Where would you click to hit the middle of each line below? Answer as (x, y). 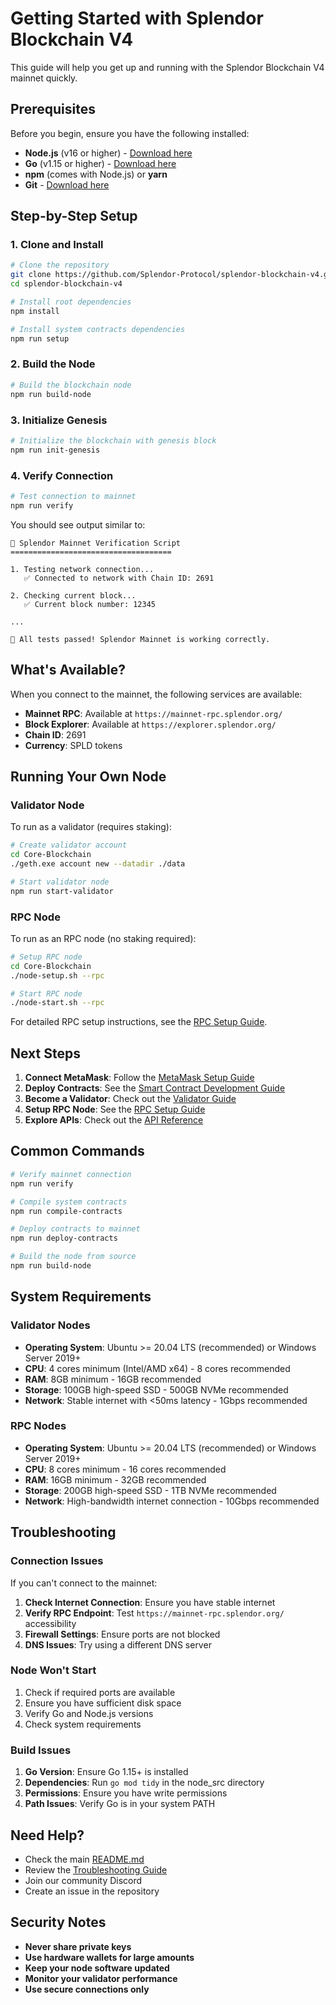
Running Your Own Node (88, 776)
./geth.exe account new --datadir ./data (98, 863)
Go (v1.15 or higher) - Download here (100, 163)
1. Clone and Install (57, 245)
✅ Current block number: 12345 (89, 604)
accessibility (50, 1623)
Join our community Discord (83, 1880)
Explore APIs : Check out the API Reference (114, 1120)
